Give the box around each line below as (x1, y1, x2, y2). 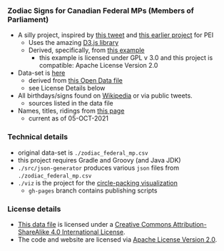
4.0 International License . (51, 227, 126, 236)
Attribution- (173, 220, 207, 228)
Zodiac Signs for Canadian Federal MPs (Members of (7, 6, 195, 16)
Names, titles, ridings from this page (17, 106, 125, 116)
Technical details (7, 132, 68, 142)
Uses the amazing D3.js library (28, 39, 119, 47)
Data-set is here (17, 68, 66, 77)
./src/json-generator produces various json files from (17, 163, 180, 172)
